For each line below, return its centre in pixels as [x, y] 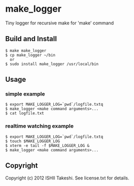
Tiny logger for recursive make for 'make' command [60, 23]
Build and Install [31, 39]
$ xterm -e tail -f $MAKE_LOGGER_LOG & [47, 145]
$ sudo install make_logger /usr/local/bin [52, 64]
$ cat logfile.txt [25, 113]
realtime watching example [39, 126]
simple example [25, 94]
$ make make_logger [26, 51]
